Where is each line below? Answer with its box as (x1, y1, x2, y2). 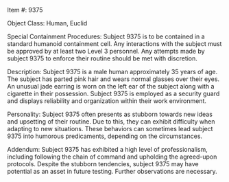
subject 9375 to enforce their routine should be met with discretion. (7, 54, 197, 62)
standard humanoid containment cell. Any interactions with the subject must (7, 40, 222, 47)
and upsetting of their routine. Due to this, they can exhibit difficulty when (7, 117, 215, 126)
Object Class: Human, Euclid (7, 19, 88, 27)
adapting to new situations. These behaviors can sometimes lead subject (7, 125, 213, 133)
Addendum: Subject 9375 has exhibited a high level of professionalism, (7, 146, 208, 153)
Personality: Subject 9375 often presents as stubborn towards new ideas (7, 110, 213, 118)
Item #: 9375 (7, 6, 43, 14)
